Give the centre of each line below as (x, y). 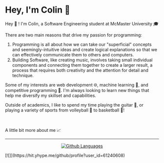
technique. (23, 75)
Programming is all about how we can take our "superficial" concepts (82, 44)
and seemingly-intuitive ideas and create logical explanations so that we (85, 49)
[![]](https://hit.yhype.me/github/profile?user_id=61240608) (65, 155)
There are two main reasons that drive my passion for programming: (74, 35)
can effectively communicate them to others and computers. (73, 54)
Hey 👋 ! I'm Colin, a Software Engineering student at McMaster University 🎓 (82, 23)
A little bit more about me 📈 (33, 130)
